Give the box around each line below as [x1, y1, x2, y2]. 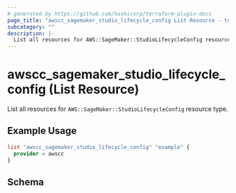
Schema [7, 176, 44, 188]
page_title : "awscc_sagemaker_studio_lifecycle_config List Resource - [7, 17, 221, 24]
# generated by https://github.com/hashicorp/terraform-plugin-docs [7, 10, 212, 18]
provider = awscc [13, 150, 65, 157]
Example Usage [7, 125, 77, 137]
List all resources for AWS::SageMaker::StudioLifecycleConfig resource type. [7, 105, 228, 113]
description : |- [7, 29, 55, 37]
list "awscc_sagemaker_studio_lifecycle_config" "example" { [7, 143, 190, 151]
